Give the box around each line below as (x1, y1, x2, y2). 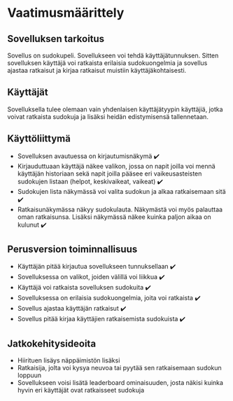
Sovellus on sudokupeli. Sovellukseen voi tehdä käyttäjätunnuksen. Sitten (7, 51, 219, 59)
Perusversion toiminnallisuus (7, 244, 138, 255)
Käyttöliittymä (7, 133, 71, 145)
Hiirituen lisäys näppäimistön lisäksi (17, 356, 120, 365)
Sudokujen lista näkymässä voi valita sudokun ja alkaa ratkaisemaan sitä (17, 187, 226, 195)
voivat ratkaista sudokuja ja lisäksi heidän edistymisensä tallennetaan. (7, 112, 209, 120)
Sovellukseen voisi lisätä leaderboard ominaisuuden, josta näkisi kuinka (17, 379, 224, 387)
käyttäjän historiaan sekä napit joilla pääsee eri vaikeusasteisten (17, 169, 202, 178)
